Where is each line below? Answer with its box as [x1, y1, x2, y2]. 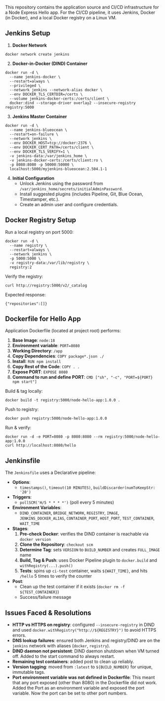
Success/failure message [19, 594, 72, 600]
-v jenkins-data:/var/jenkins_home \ [9, 153, 87, 158]
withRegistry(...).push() [19, 564, 73, 569]
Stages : [12, 526, 29, 532]
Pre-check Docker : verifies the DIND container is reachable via [19, 531, 149, 537]
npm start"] [12, 379, 37, 385]
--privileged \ [9, 83, 41, 88]
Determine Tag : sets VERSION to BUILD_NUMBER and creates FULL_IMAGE [19, 547, 160, 553]
